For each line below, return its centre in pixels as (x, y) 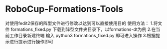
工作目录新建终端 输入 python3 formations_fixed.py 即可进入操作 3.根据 (83, 35)
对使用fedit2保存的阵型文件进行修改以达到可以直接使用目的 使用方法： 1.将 (82, 23)
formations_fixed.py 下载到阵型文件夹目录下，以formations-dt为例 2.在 (83, 29)
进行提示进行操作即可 (31, 41)
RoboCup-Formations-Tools (64, 9)
